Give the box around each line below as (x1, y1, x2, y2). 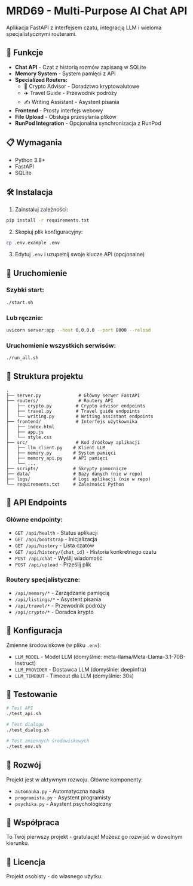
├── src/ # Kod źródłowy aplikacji (6, 439, 140, 446)
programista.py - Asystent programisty (14, 793, 111, 801)
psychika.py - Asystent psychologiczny (14, 800, 112, 807)
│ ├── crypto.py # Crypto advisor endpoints (6, 403, 146, 409)
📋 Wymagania (6, 137, 63, 148)
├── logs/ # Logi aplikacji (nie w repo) (6, 476, 151, 482)
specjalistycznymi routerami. (6, 30, 77, 37)
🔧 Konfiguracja (6, 626, 63, 636)
